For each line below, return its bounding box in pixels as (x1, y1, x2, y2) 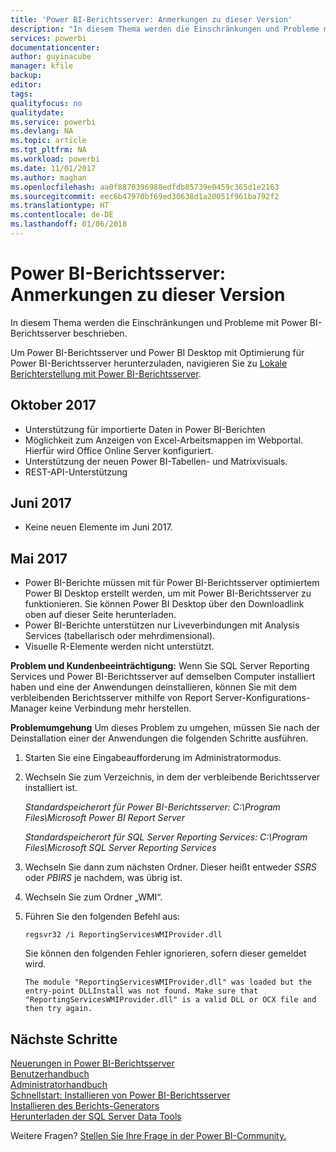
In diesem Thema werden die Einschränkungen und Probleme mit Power (10, 316, 308, 328)
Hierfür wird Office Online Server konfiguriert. (24, 444, 214, 456)
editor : (10, 80, 43, 90)
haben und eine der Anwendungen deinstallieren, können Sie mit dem (10, 681, 298, 693)
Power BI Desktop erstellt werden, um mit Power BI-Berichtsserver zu (24, 587, 312, 600)
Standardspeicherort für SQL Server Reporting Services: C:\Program (24, 831, 308, 843)
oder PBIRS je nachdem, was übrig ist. (24, 872, 183, 884)
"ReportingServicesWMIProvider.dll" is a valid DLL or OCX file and (24, 995, 317, 1005)
